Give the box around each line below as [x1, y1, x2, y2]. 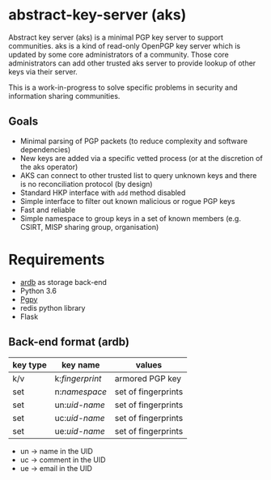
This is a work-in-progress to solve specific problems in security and [8, 83, 238, 92]
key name [61, 359, 100, 370]
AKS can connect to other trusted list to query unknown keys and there [19, 170, 257, 180]
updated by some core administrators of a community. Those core [8, 49, 229, 59]
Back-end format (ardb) [8, 335, 129, 349]
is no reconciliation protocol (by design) [19, 179, 153, 189]
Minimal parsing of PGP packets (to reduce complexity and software [19, 136, 248, 146]
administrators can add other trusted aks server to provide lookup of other [8, 58, 256, 68]
